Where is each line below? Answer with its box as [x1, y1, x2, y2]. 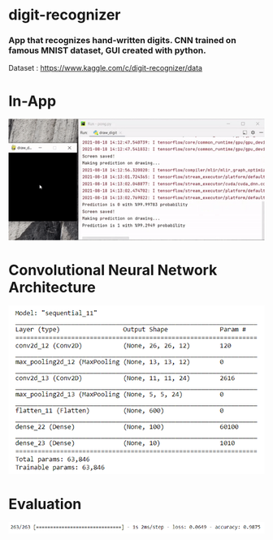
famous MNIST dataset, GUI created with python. [8, 45, 206, 56]
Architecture [8, 279, 96, 297]
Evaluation [8, 495, 82, 513]
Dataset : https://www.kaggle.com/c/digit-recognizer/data [8, 63, 203, 73]
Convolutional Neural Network [8, 261, 218, 279]
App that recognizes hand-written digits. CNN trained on [8, 35, 237, 46]
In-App [8, 92, 57, 110]
